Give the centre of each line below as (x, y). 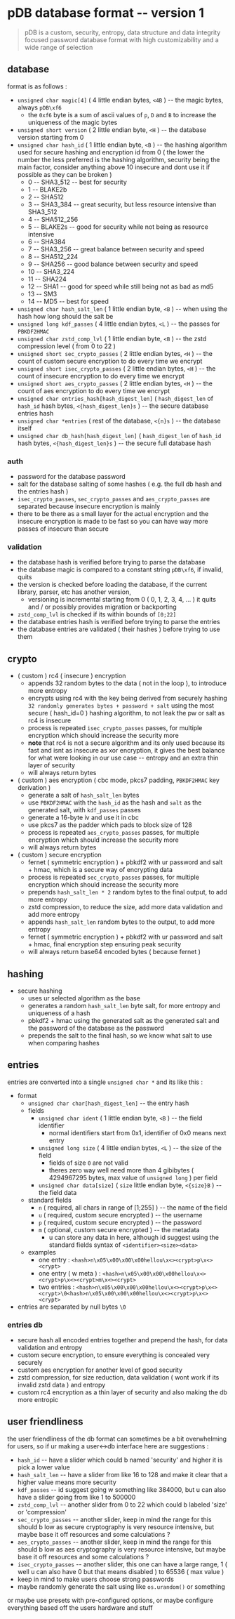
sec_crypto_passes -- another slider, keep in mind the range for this (114, 1519)
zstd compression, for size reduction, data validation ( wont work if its (118, 1377)
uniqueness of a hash (59, 1013)
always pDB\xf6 (39, 107)
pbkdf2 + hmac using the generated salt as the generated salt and (123, 1020)
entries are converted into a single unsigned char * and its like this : (105, 1082)
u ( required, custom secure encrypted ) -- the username (120, 1215)
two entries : (56, 1287)
